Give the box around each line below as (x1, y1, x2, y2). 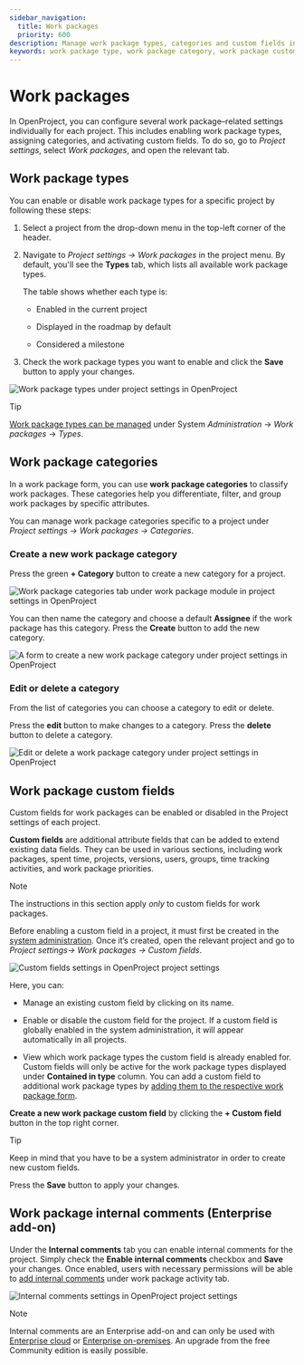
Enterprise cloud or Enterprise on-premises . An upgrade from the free (9, 1335, 271, 1346)
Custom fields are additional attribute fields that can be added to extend (9, 834, 280, 845)
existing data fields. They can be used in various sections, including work (9, 844, 283, 855)
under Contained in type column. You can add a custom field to (22, 1071, 261, 1082)
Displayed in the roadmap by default (35, 321, 172, 332)
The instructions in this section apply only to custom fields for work (9, 899, 261, 909)
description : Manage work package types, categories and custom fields (9, 38, 285, 48)
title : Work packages (17, 22, 100, 31)
